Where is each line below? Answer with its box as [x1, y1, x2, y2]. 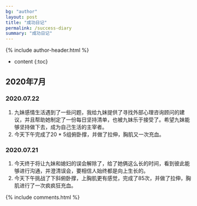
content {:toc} [14, 58, 48, 65]
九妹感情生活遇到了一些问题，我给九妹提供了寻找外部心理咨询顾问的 [14, 108, 180, 115]
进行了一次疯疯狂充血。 [19, 182, 77, 189]
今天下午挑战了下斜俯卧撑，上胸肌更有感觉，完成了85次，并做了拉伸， [14, 175, 186, 182]
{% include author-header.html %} [5, 46, 89, 54]
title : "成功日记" [5, 19, 48, 25]
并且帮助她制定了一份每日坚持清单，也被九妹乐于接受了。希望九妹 [24, 116, 185, 123]
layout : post [5, 14, 38, 20]
